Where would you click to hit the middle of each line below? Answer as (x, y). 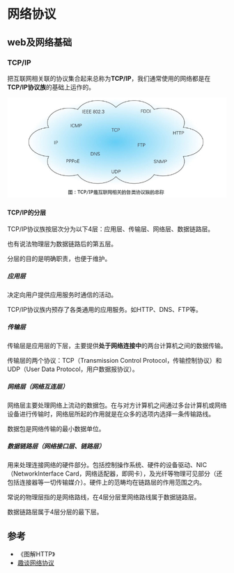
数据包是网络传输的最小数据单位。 (56, 429)
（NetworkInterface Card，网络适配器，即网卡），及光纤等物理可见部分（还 (115, 473)
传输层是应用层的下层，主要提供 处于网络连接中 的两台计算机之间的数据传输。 (117, 346)
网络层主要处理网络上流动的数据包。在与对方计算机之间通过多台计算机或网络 (117, 405)
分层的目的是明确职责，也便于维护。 (59, 259)
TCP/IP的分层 (27, 212)
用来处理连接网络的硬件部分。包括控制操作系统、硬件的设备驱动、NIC (107, 465)
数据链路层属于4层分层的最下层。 (55, 512)
